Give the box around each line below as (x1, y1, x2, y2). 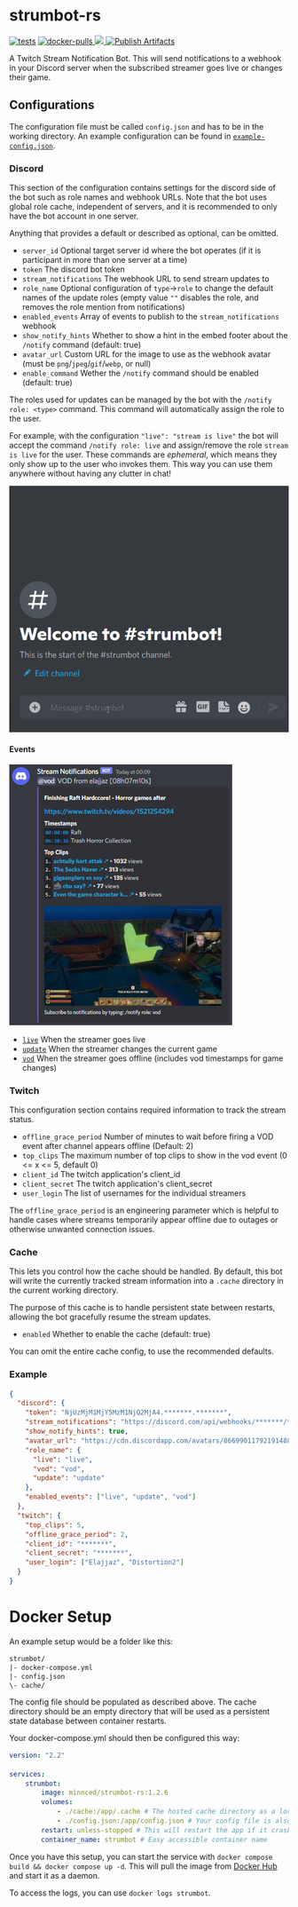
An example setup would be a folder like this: (9, 1635, 174, 1647)
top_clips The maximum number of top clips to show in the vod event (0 (21, 1151, 288, 1160)
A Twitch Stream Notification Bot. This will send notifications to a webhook (9, 52, 282, 63)
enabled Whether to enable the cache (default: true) (21, 1329, 211, 1340)
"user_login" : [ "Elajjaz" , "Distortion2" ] (25, 1558, 184, 1567)
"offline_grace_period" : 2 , (25, 1530, 129, 1539)
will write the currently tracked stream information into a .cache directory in (9, 1276, 284, 1286)
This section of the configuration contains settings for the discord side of (9, 183, 277, 194)
